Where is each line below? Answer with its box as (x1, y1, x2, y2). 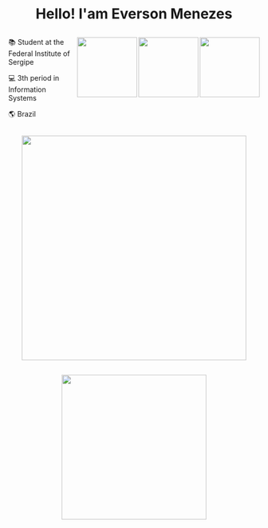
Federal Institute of (8, 49, 70, 58)
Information (8, 85, 46, 94)
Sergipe (8, 57, 34, 66)
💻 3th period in (8, 73, 60, 82)
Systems (8, 93, 37, 102)
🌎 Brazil (8, 109, 36, 118)
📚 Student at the (8, 37, 65, 46)
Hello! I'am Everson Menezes (35, 5, 233, 23)
